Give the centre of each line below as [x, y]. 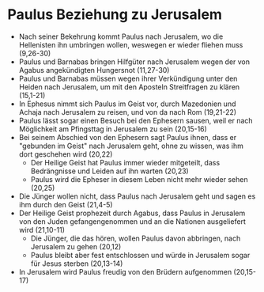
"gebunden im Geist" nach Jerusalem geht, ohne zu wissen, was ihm [131, 146]
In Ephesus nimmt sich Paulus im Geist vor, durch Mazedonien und [127, 104]
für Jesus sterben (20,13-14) [77, 264]
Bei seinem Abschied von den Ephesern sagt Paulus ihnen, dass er [128, 137]
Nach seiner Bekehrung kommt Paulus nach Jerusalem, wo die [121, 36]
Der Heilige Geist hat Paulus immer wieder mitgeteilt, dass [125, 162]
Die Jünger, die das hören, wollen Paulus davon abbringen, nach [136, 238]
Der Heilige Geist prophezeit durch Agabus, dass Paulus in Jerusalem [132, 213]
